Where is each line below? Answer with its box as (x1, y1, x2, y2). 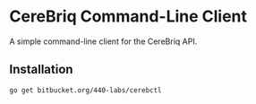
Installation (9, 62, 73, 77)
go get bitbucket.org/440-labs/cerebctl (9, 85, 163, 95)
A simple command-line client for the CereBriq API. (9, 36, 198, 47)
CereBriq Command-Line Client (9, 6, 248, 27)
